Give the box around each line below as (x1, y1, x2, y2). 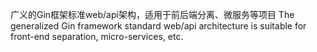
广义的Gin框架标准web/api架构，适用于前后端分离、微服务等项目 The (10, 9, 295, 20)
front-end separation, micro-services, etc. (10, 31, 184, 42)
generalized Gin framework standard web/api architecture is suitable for (10, 20, 307, 32)
